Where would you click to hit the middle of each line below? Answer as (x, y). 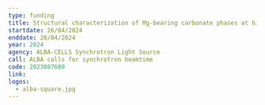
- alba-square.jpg (46, 89)
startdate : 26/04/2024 (45, 30)
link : (17, 74)
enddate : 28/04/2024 (42, 37)
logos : (19, 81)
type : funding (32, 15)
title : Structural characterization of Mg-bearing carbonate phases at (128, 23)
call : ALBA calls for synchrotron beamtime (81, 60)
